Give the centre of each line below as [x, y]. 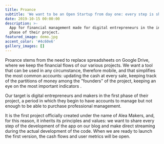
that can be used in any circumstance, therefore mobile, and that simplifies [80, 70]
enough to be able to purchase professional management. [63, 106]
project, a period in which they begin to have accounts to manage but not [79, 100]
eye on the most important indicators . [43, 86]
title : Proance [20, 10]
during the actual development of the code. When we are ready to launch [79, 131]
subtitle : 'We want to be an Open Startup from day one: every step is [79, 14]
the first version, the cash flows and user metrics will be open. [68, 136]
